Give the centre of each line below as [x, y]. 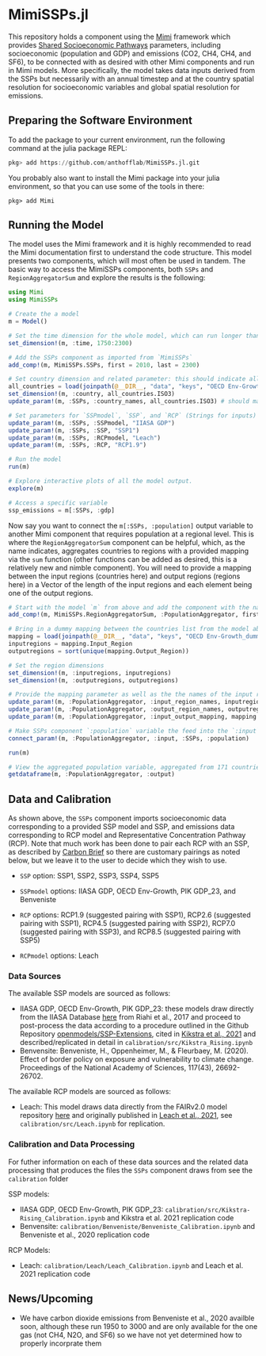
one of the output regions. [51, 593]
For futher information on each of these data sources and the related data [128, 1162]
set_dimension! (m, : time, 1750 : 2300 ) [70, 343]
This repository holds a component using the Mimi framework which [120, 36]
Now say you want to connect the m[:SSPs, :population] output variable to [131, 525]
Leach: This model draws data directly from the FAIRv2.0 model [123, 1107]
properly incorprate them [61, 1343]
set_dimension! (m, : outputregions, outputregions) [93, 680]
